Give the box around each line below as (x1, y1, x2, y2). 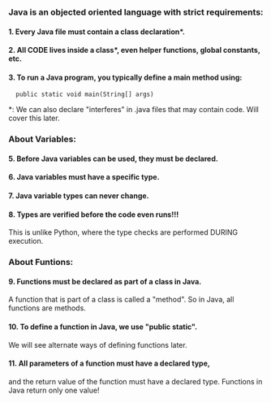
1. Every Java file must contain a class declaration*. (8, 27, 185, 37)
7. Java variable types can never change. (8, 191, 149, 201)
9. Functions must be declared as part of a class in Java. (8, 276, 202, 286)
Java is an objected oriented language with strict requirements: (8, 6, 264, 18)
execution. (8, 236, 44, 246)
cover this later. (8, 113, 60, 123)
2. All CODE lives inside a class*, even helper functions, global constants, (8, 45, 260, 55)
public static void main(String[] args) (15, 90, 154, 99)
